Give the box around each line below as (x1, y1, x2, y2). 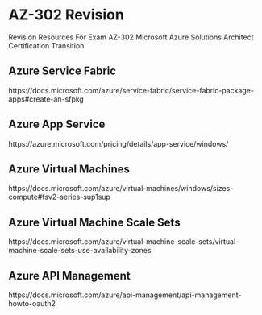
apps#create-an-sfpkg (8, 94, 85, 104)
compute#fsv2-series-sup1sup (8, 192, 111, 202)
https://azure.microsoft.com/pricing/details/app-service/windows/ (8, 139, 229, 148)
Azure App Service (8, 118, 106, 131)
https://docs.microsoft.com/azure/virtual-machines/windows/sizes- (8, 184, 234, 193)
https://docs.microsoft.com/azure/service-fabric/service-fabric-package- (8, 85, 254, 95)
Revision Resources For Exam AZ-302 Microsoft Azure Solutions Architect (8, 32, 254, 42)
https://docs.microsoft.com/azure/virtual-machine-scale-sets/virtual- (8, 237, 239, 247)
